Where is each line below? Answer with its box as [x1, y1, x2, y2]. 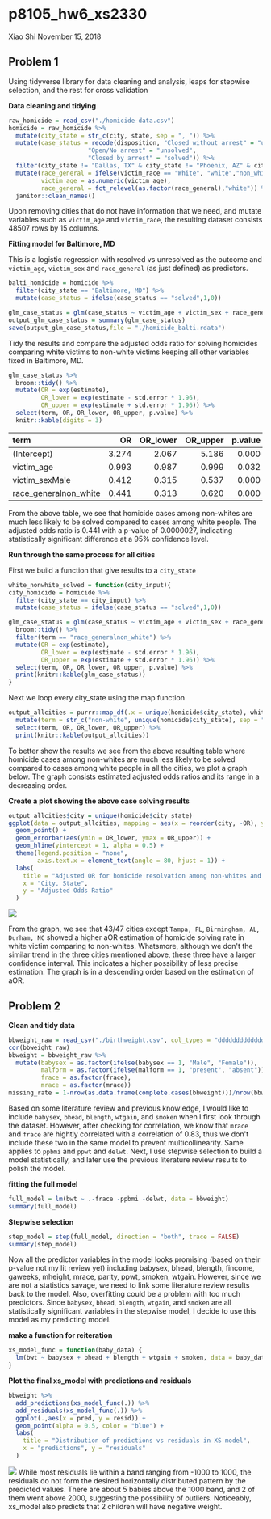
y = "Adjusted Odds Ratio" [23, 886, 114, 895]
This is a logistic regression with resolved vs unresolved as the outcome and [8, 255, 262, 264]
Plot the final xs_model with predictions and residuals [8, 1376, 192, 1386]
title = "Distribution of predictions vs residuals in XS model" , [23, 1436, 251, 1445]
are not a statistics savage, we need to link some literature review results [8, 1280, 250, 1290]
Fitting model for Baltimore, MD [8, 239, 115, 249]
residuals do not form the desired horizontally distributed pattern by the [8, 1475, 246, 1485]
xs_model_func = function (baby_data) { [8, 1346, 143, 1355]
